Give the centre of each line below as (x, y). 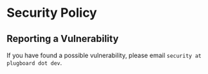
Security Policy (52, 13)
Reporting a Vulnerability (63, 39)
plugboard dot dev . (34, 63)
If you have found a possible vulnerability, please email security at (104, 55)
